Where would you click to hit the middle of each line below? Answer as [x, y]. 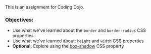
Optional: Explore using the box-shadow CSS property [68, 46]
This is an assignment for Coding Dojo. [45, 7]
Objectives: [19, 20]
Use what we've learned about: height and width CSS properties [78, 41]
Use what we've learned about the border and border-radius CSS [79, 30]
